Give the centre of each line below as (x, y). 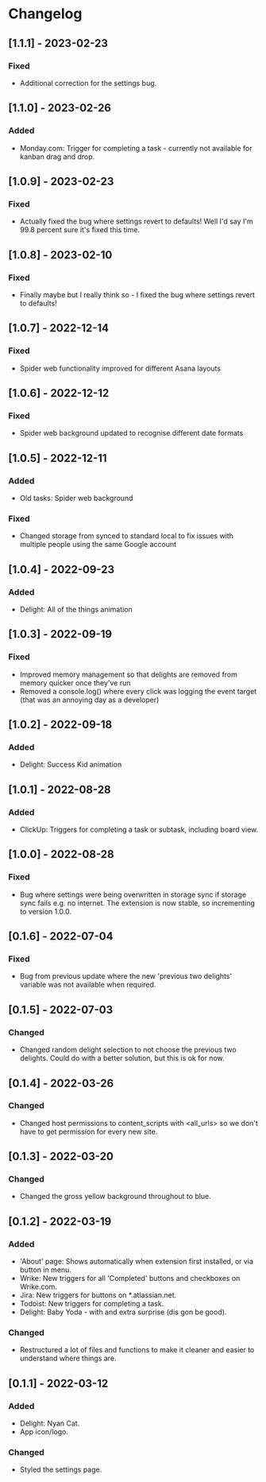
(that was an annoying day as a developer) (89, 700)
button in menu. (45, 1270)
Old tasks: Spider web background (76, 498)
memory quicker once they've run (75, 683)
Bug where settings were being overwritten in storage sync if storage (133, 894)
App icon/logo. (44, 1432)
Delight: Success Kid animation (71, 765)
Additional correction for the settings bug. (88, 83)
